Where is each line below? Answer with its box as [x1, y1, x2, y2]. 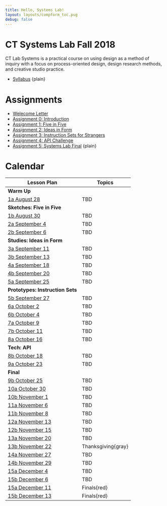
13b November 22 [8, 443, 52, 450]
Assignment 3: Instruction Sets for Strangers [12, 132, 105, 138]
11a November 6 [8, 402, 48, 409]
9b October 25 [8, 377, 43, 384]
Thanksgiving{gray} [81, 443, 129, 450]
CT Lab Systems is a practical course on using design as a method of [5, 55, 150, 61]
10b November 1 [8, 393, 49, 401]
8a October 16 [8, 336, 43, 343]
